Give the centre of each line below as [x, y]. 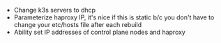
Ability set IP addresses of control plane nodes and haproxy [100, 32]
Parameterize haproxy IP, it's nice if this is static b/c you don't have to [114, 17]
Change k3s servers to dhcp [55, 10]
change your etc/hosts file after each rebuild [78, 25]
